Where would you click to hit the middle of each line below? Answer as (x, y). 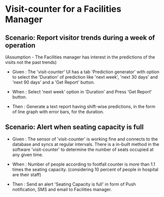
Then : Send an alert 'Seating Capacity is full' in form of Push (74, 184)
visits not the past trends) (31, 62)
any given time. (27, 155)
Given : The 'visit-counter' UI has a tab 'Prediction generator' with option (86, 72)
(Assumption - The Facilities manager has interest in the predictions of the (80, 57)
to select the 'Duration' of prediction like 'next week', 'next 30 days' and (85, 77)
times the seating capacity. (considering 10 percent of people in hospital (85, 169)
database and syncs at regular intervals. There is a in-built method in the (86, 144)
